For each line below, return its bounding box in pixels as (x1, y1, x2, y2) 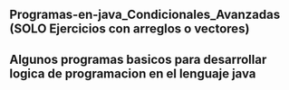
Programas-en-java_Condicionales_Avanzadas (9, 7, 281, 22)
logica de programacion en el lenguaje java (9, 66, 256, 81)
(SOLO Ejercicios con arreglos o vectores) (9, 22, 250, 37)
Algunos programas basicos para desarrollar (9, 51, 267, 67)
